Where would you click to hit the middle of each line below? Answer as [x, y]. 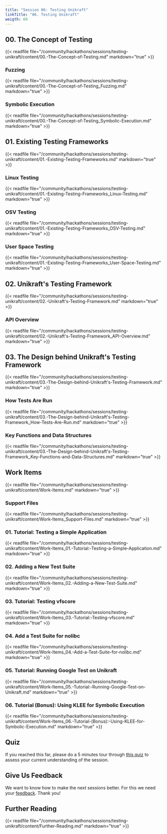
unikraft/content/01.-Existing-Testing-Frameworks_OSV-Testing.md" [75, 228]
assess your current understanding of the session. [57, 760]
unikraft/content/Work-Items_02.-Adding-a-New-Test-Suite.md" [71, 583]
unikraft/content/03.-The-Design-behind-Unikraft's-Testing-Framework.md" [84, 382]
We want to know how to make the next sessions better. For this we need [80, 787]
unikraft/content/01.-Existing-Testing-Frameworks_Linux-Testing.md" [76, 194]
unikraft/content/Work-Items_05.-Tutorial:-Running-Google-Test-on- [75, 687]
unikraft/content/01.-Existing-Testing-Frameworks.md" [61, 159]
